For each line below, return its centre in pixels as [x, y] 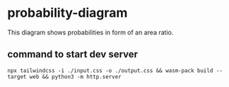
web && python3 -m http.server [75, 76]
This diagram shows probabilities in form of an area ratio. [90, 32]
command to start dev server [73, 54]
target [17, 76]
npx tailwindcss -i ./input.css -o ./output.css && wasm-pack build [110, 71]
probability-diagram [67, 13]
